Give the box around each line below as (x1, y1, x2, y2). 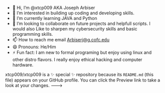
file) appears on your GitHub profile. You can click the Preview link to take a (5, 77, 161, 83)
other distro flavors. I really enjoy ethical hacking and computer (12, 57, 143, 62)
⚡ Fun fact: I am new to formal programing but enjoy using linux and (12, 50, 152, 55)
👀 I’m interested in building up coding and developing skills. (12, 10, 135, 16)
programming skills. (12, 31, 53, 37)
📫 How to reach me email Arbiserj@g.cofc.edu (12, 37, 110, 42)
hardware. (12, 62, 34, 68)
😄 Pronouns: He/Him (12, 44, 56, 50)
